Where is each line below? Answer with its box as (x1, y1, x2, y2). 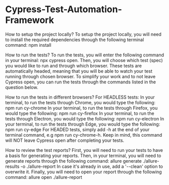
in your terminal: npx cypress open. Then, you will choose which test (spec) (5, 57, 163, 63)
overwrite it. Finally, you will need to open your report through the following (5, 169, 162, 175)
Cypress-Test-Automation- (5, 4, 122, 15)
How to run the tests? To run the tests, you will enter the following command (5, 52, 164, 58)
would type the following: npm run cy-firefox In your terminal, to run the (5, 110, 154, 116)
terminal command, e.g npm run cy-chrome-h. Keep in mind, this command (5, 132, 162, 138)
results (5, 163, 20, 169)
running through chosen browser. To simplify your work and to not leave (5, 73, 156, 79)
